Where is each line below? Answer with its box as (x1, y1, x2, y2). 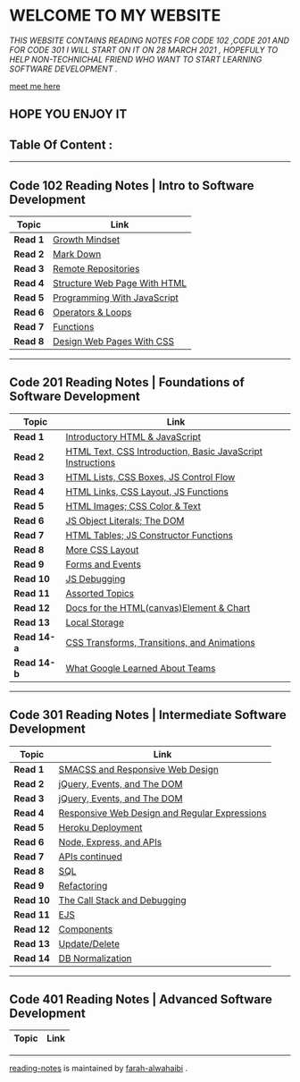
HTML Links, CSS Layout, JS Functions (65, 485, 229, 497)
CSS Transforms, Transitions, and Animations (65, 636, 256, 648)
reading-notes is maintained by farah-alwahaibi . (9, 1063, 188, 1074)
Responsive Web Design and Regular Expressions (58, 807, 267, 819)
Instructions (65, 456, 116, 469)
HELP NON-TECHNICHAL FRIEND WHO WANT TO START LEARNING (9, 54, 262, 64)
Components (58, 923, 113, 935)
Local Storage (65, 616, 125, 629)
